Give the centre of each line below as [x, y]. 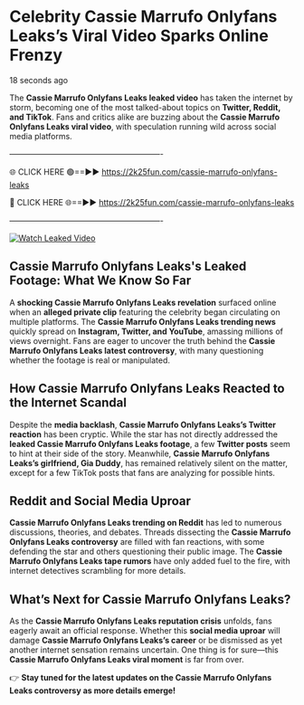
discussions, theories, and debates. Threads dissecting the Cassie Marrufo [150, 532]
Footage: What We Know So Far [100, 281]
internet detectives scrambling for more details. [98, 571]
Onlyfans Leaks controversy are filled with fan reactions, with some [137, 542]
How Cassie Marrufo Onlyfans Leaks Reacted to [147, 389]
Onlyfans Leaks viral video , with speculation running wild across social [143, 126]
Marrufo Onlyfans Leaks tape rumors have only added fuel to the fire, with [150, 561]
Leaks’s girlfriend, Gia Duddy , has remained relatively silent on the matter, [148, 462]
